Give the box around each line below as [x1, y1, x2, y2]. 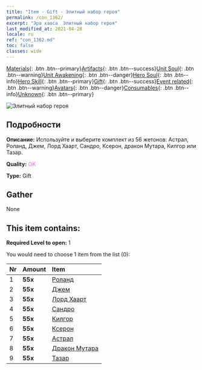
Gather [6, 189, 33, 200]
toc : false [6, 43, 34, 49]
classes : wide [6, 48, 42, 54]
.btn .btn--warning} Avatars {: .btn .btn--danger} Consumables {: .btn [6, 84, 174, 91]
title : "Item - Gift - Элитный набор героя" [6, 8, 120, 15]
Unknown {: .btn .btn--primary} [18, 90, 94, 97]
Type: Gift [6, 172, 31, 179]
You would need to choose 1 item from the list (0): [6, 251, 130, 258]
